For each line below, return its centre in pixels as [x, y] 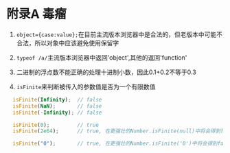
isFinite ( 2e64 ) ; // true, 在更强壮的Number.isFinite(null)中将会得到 [117, 131]
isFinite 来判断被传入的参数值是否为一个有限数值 [86, 86]
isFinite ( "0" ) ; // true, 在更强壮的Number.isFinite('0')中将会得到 [115, 144]
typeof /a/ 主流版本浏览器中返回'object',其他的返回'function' [102, 57]
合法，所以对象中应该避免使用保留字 [68, 43]
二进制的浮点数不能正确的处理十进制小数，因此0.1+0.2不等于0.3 [106, 72]
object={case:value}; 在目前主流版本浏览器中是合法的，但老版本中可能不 [119, 34]
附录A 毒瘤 [36, 14]
